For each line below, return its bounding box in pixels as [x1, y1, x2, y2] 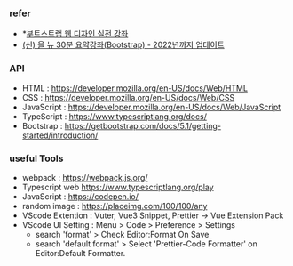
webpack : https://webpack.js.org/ [21, 172, 148, 182]
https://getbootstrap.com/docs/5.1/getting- [64, 120, 222, 131]
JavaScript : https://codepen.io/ [21, 190, 139, 202]
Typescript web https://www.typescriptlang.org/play [21, 181, 215, 192]
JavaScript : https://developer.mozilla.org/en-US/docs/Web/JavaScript [21, 101, 281, 112]
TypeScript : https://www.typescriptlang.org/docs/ [21, 110, 207, 122]
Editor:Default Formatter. [35, 247, 126, 258]
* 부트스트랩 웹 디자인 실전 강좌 [21, 28, 129, 39]
